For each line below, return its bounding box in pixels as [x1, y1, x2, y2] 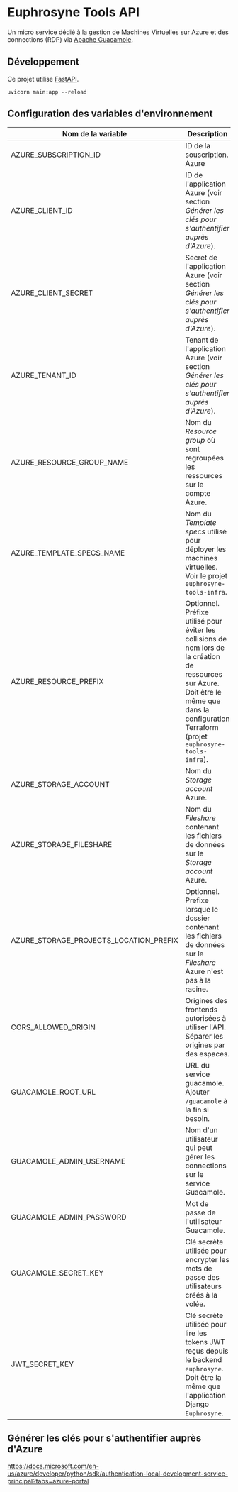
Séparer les [185, 1031, 224, 1041]
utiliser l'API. [185, 1022, 227, 1032]
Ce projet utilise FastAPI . [7, 74, 79, 83]
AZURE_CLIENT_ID [11, 205, 73, 215]
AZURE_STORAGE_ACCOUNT [11, 779, 110, 789]
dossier [185, 913, 210, 923]
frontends [185, 1005, 218, 1015]
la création [185, 651, 221, 661]
